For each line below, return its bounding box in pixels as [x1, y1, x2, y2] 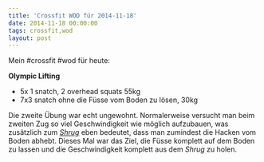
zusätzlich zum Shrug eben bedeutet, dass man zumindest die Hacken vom [8, 128, 257, 137]
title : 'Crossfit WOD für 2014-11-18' [8, 11, 137, 20]
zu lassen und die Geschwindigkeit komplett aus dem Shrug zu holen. [8, 144, 238, 154]
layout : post [8, 34, 52, 42]
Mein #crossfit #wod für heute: [8, 56, 110, 65]
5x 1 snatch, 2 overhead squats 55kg [19, 87, 141, 97]
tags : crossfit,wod [8, 26, 73, 34]
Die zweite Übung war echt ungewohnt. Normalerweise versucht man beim [8, 111, 255, 121]
